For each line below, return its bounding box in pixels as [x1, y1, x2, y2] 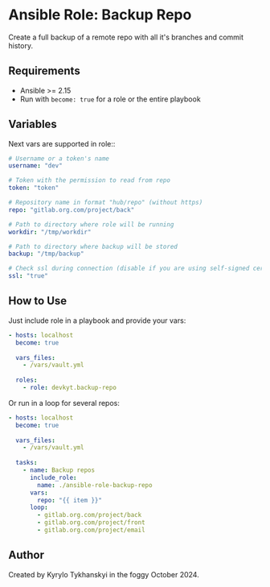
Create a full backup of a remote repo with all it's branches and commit [8, 32, 243, 42]
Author [8, 548, 44, 562]
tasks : [15, 459, 38, 467]
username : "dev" [8, 162, 63, 170]
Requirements [8, 64, 80, 78]
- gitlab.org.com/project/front [37, 519, 146, 527]
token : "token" [8, 184, 59, 192]
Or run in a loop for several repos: [8, 398, 121, 407]
